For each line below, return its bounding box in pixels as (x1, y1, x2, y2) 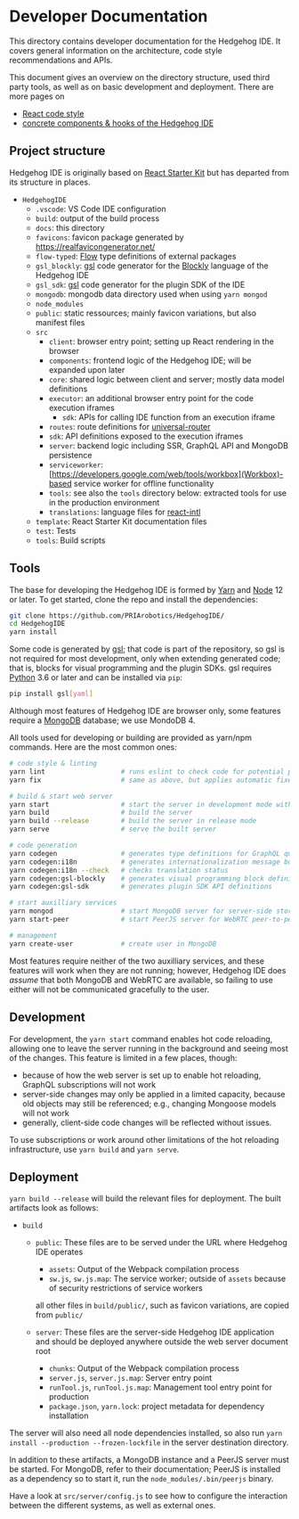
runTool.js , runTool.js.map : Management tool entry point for (48, 1382, 273, 1392)
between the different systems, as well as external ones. (9, 1500, 216, 1511)
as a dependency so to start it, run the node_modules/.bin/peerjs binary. (9, 1474, 274, 1484)
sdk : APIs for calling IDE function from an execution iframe (61, 412, 276, 423)
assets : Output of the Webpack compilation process (48, 1264, 240, 1275)
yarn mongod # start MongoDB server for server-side (9, 907, 273, 916)
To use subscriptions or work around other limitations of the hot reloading (9, 1134, 279, 1145)
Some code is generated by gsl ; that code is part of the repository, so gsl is (9, 644, 285, 654)
